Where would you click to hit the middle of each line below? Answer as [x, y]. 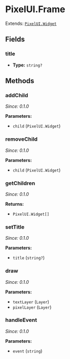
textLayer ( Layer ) [31, 302]
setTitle [15, 227]
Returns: [15, 204]
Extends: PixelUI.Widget [31, 23]
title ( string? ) [28, 258]
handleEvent [21, 320]
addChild [17, 95]
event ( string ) [27, 351]
